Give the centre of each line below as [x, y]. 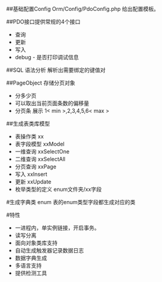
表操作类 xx [29, 136]
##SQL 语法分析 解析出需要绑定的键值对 [56, 70]
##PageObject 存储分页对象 [41, 83]
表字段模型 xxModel [40, 144]
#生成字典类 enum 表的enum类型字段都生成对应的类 [71, 202]
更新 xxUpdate [33, 182]
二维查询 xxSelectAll [40, 159]
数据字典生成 [31, 258]
